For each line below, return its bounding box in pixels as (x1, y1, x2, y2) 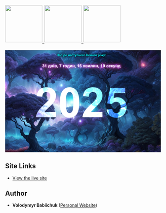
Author (5, 189, 27, 197)
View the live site (12, 175, 47, 181)
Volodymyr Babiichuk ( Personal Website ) (12, 202, 98, 208)
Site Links (5, 162, 36, 170)
